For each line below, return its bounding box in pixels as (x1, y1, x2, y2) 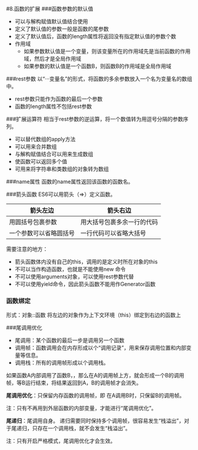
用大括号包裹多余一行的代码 (80, 218, 159, 226)
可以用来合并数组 (14, 143, 57, 150)
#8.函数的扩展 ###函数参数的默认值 (6, 5, 93, 12)
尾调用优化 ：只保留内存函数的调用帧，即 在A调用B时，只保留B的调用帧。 (6, 392, 185, 399)
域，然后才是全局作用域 (23, 55, 81, 62)
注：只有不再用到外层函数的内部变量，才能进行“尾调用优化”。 (6, 405, 157, 412)
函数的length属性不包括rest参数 (14, 103, 92, 110)
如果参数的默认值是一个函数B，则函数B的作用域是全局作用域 (23, 63, 171, 70)
